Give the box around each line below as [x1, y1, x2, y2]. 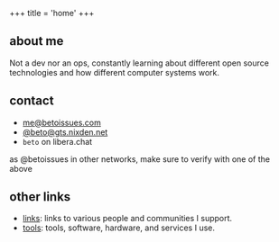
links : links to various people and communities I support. [22, 213, 233, 224]
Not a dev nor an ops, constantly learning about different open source [9, 58, 269, 68]
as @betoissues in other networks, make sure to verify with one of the [9, 153, 271, 165]
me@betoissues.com [22, 117, 102, 128]
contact [9, 94, 54, 109]
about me [9, 33, 64, 49]
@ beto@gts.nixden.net [22, 126, 108, 138]
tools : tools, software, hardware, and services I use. [22, 222, 215, 233]
